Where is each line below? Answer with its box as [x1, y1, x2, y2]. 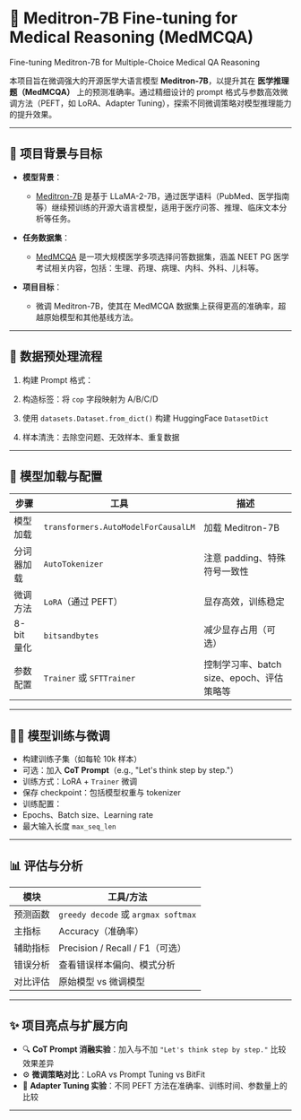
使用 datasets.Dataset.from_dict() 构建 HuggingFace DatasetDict [21, 412, 269, 423]
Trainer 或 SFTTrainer [43, 672, 136, 684]
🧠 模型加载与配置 [9, 468, 103, 483]
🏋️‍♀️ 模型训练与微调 [9, 728, 110, 743]
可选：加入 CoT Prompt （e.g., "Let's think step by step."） [21, 765, 239, 776]
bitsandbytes [43, 631, 99, 641]
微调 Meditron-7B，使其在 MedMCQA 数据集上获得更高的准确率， [35, 300, 279, 311]
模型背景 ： [21, 171, 63, 182]
